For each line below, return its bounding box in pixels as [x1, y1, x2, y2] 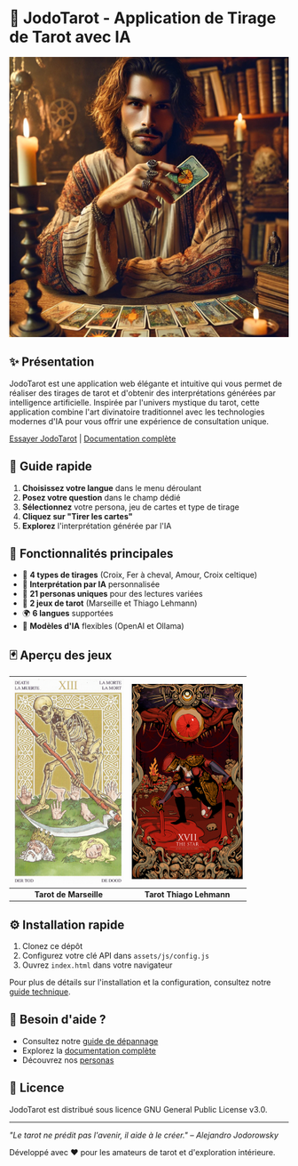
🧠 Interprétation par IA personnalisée [21, 579, 161, 590]
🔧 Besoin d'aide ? [9, 1012, 106, 1027]
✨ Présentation [9, 355, 95, 370]
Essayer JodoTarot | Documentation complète [9, 433, 176, 444]
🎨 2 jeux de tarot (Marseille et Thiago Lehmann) [21, 598, 198, 608]
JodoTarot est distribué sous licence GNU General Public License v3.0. [9, 1104, 268, 1114]
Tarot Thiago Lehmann [145, 889, 231, 899]
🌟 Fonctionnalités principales [9, 546, 174, 561]
